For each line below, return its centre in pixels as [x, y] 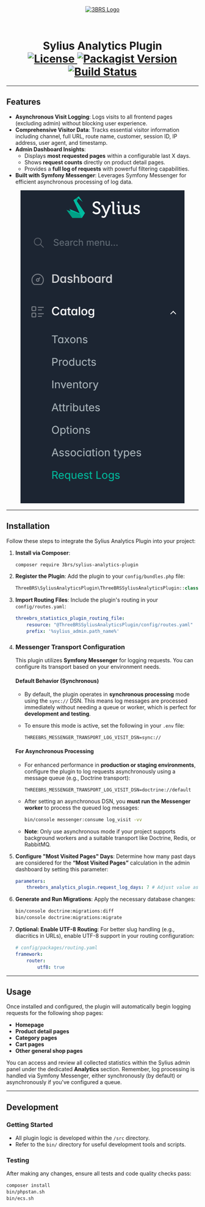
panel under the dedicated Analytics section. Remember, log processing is [101, 1069]
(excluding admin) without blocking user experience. [81, 123]
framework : [29, 954]
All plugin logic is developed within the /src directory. [82, 1138]
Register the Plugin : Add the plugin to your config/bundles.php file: [100, 576]
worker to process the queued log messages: [81, 808]
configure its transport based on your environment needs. [88, 667]
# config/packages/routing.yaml [56, 948]
